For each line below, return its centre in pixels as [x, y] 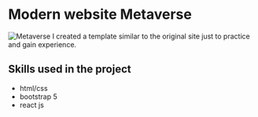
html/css [34, 88]
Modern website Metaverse [100, 15]
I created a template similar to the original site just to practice [151, 36]
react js [32, 104]
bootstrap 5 [38, 97]
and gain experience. [42, 44]
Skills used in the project [70, 69]
